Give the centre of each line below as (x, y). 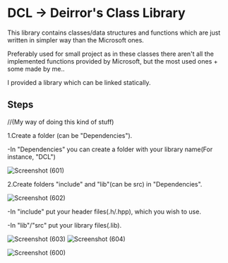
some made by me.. (36, 69)
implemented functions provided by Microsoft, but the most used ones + (113, 61)
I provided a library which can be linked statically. (79, 82)
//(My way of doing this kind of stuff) (61, 122)
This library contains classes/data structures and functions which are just (114, 33)
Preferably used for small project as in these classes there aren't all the (110, 54)
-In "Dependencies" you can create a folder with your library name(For (110, 149)
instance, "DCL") (32, 156)
